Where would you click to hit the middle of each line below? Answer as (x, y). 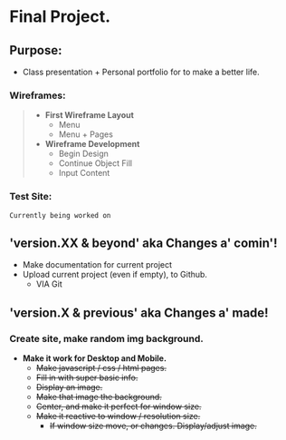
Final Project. (60, 17)
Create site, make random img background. (106, 338)
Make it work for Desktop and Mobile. (95, 358)
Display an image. (69, 387)
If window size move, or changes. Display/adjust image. (153, 426)
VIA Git (49, 284)
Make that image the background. (99, 397)
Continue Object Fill (95, 163)
